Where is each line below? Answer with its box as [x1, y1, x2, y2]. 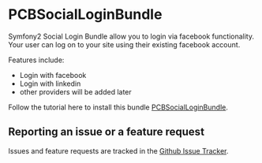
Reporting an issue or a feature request [8, 125, 205, 139]
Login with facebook [19, 70, 87, 80]
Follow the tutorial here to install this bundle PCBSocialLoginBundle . [8, 102, 229, 112]
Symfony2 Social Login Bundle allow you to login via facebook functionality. [8, 31, 255, 41]
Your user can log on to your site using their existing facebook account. [8, 39, 241, 49]
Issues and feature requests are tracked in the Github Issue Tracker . [8, 146, 229, 155]
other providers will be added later [19, 87, 132, 96]
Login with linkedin [19, 79, 81, 88]
